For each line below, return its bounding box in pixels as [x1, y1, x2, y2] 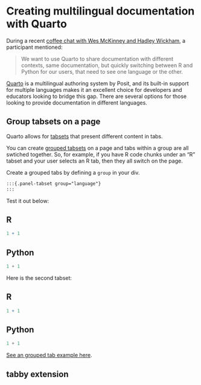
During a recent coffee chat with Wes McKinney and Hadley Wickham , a [6, 37, 186, 44]
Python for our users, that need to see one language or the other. [21, 68, 183, 75]
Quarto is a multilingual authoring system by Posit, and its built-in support [6, 80, 189, 87]
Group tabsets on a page [6, 117, 101, 127]
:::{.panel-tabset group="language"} [6, 180, 101, 187]
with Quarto [6, 17, 68, 31]
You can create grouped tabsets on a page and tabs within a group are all [6, 144, 189, 152]
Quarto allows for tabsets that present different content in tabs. [6, 132, 163, 140]
